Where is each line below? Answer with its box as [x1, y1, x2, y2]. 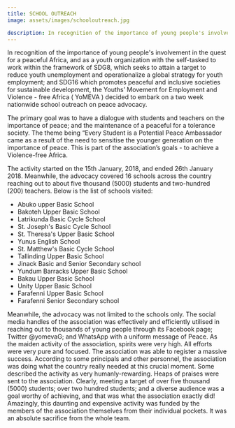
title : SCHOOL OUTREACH [7, 10, 77, 17]
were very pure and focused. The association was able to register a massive [7, 347, 227, 356]
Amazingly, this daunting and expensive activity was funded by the [7, 399, 200, 408]
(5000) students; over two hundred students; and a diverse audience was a [7, 385, 225, 393]
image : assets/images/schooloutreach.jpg [7, 17, 130, 24]
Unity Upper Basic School [17, 282, 92, 290]
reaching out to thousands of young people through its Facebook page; [7, 325, 213, 334]
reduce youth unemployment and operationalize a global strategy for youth [7, 71, 223, 79]
